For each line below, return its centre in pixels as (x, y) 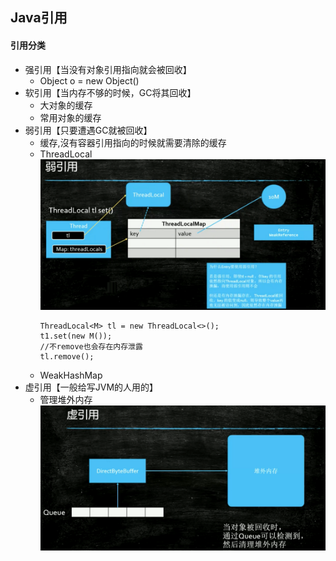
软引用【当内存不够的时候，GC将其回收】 (110, 92)
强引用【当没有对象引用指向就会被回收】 (108, 69)
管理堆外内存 (66, 400)
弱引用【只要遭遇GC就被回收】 (88, 130)
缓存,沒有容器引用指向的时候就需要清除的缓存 (133, 142)
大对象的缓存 (66, 105)
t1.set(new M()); (76, 336)
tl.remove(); (67, 357)
